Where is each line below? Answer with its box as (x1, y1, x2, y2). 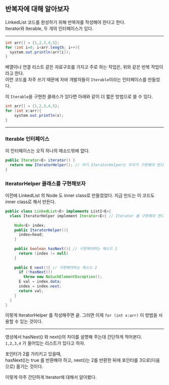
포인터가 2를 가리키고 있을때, (5, 351, 62, 357)
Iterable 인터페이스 (5, 135, 49, 142)
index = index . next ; (18, 284, 62, 289)
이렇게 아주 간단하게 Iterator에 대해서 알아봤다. (5, 374, 97, 380)
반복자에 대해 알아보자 (5, 5, 69, 14)
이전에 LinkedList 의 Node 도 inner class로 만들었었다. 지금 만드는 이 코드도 (5, 192, 155, 199)
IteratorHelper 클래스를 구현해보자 (5, 180, 86, 187)
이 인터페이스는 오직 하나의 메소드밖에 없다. (5, 148, 90, 154)
